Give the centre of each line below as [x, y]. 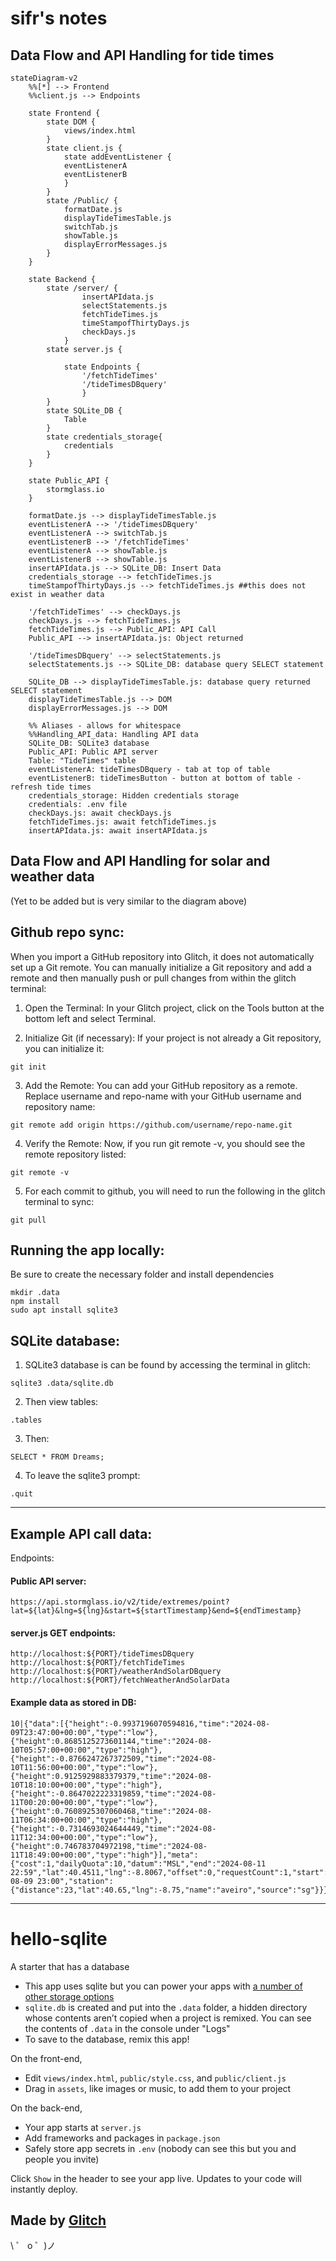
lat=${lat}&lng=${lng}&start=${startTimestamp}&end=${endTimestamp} [156, 1611]
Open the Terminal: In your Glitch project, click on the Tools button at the [174, 1008]
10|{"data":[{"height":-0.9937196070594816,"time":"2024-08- [140, 1723]
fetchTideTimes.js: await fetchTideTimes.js [122, 822]
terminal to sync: [59, 1201]
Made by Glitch [58, 2220]
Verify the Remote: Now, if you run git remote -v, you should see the [165, 1143]
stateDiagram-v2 [44, 78]
